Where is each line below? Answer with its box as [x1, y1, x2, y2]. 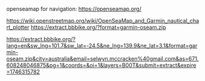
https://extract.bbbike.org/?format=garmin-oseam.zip [30, 24, 166, 31]
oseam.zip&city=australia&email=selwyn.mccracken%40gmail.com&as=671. [6, 55, 199, 62]
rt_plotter [6, 24, 29, 31]
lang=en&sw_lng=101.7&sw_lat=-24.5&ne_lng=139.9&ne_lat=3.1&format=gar [6, 42, 198, 49]
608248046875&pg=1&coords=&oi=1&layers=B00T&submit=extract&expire [6, 61, 197, 69]
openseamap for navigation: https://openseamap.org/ [6, 6, 142, 12]
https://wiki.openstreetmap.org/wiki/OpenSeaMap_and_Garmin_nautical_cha [6, 17, 199, 24]
